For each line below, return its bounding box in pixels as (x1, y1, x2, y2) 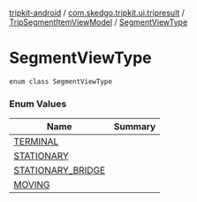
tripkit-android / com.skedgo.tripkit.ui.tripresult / (9, 8, 186, 18)
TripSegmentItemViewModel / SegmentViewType (9, 17, 188, 27)
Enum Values (9, 97, 67, 110)
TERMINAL (13, 136, 59, 148)
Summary (113, 120, 156, 133)
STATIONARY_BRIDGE (13, 164, 106, 176)
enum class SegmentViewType (9, 77, 113, 86)
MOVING (13, 179, 50, 191)
